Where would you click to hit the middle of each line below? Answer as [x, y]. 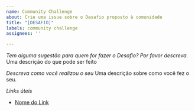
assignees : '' [24, 34]
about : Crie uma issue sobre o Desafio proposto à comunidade [84, 17]
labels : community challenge [42, 28]
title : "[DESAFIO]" [30, 22]
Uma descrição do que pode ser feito [52, 62]
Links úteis [19, 91]
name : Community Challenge [39, 12]
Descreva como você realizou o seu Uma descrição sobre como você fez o [98, 73]
